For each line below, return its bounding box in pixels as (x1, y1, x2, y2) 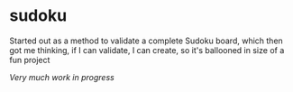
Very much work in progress (9, 71, 114, 82)
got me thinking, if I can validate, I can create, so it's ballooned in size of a (9, 44, 285, 55)
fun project (9, 54, 50, 65)
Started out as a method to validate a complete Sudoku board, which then (9, 35, 284, 46)
